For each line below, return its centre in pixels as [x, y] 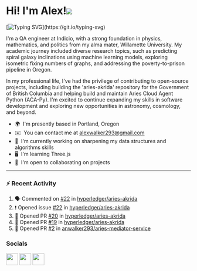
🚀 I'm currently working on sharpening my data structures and [90, 141]
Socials [17, 243]
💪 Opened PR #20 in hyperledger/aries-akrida [70, 216]
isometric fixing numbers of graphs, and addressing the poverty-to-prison [95, 63]
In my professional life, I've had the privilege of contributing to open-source [97, 81]
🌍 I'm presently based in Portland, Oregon [67, 124]
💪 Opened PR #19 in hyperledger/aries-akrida [69, 222]
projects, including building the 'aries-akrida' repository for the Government [98, 87]
